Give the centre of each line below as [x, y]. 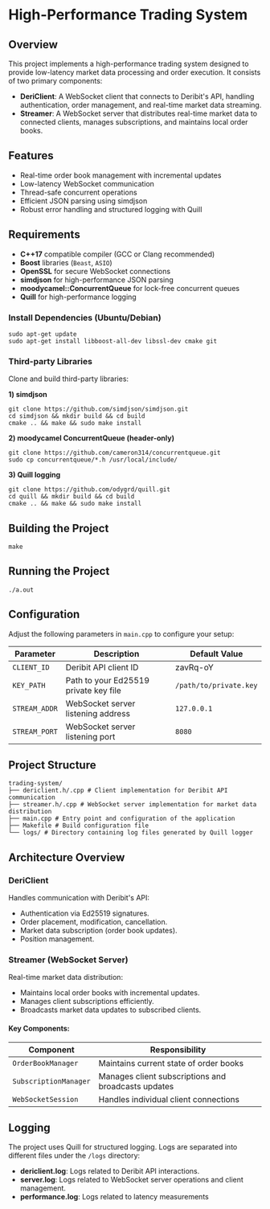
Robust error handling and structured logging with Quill [111, 209]
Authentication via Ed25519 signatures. [85, 913]
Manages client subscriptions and [162, 1076]
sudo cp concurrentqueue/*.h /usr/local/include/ [93, 460]
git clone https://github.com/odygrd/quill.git [90, 490]
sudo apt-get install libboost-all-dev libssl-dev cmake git [113, 341]
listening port [90, 736]
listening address [98, 713]
